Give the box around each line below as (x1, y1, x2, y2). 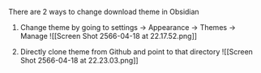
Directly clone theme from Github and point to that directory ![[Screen (19, 47, 254, 56)
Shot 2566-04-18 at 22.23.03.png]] (19, 56, 139, 65)
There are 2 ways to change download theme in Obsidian (8, 7, 200, 16)
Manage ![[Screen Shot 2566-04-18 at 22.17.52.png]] (19, 32, 197, 41)
